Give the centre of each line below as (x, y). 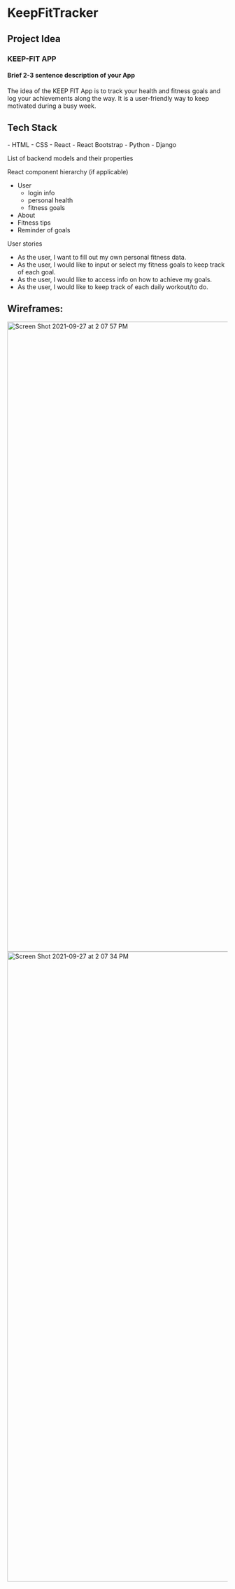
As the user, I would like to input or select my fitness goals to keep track (121, 265)
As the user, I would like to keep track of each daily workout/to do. (113, 287)
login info (41, 192)
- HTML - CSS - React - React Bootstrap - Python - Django (92, 144)
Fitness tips (34, 223)
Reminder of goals (44, 230)
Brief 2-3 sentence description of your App (71, 76)
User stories (25, 244)
